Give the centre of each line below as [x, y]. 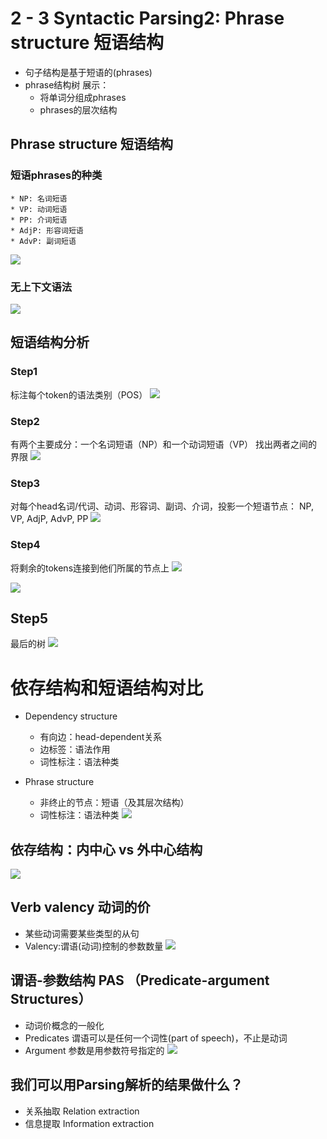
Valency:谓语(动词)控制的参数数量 [94, 946]
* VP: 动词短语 [39, 209]
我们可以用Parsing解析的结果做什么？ [126, 1085]
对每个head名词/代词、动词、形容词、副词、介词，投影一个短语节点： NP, [162, 506]
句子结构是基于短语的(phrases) [88, 72]
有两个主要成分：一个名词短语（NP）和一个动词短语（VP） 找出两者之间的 [164, 444]
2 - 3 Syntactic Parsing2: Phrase [147, 18]
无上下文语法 [41, 287]
